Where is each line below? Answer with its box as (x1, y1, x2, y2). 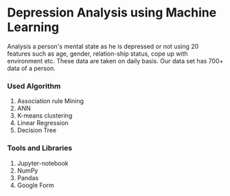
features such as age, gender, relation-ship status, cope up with (7, 50, 188, 58)
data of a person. (7, 64, 56, 72)
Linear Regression (16, 119, 69, 127)
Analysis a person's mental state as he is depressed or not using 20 (7, 42, 199, 50)
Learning (7, 19, 60, 35)
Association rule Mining (16, 97, 84, 105)
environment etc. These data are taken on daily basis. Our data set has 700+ (7, 56, 224, 65)
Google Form (16, 181, 54, 189)
